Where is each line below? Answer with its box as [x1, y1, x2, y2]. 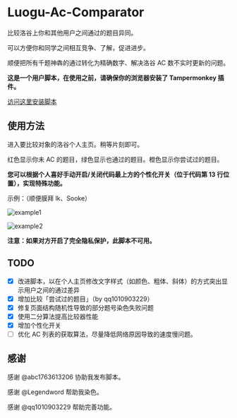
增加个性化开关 [17, 321, 61, 329]
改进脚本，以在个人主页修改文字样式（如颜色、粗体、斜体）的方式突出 [17, 277, 222, 285]
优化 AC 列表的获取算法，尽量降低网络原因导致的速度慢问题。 [17, 330, 197, 338]
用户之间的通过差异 [23, 285, 80, 294]
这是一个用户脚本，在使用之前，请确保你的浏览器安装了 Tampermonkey [7, 73, 217, 82]
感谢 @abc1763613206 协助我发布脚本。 [7, 372, 125, 381]
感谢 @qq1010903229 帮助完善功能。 [7, 402, 116, 411]
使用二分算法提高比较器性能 [17, 312, 99, 321]
